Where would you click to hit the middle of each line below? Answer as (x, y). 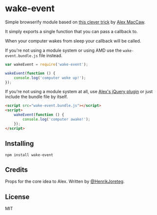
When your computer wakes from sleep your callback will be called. (73, 41)
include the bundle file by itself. (37, 97)
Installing (20, 144)
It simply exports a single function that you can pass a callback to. (71, 31)
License (17, 197)
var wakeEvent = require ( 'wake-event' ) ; (47, 64)
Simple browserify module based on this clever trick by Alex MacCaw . (75, 22)
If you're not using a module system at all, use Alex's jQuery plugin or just (79, 92)
